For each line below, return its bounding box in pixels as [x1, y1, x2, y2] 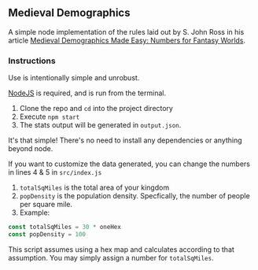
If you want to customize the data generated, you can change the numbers [8, 159, 250, 168]
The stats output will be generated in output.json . [19, 120, 182, 130]
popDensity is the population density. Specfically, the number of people [19, 191, 250, 201]
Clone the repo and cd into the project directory [19, 104, 173, 113]
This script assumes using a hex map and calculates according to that [8, 244, 234, 254]
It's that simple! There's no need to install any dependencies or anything [8, 135, 242, 145]
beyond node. [8, 144, 53, 153]
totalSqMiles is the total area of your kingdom [19, 183, 170, 192]
